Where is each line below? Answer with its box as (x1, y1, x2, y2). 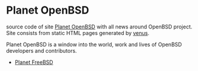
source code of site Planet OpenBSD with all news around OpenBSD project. (6, 23, 193, 30)
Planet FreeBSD (14, 59, 53, 66)
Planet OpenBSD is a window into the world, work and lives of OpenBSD (6, 41, 182, 48)
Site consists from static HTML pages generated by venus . (6, 29, 150, 36)
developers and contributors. (6, 47, 77, 54)
